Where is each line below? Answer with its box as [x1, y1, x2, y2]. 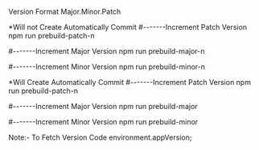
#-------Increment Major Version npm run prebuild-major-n [8, 47, 205, 55]
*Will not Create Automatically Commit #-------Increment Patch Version [8, 22, 248, 31]
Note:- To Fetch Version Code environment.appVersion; [8, 132, 192, 142]
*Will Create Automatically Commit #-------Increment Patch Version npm [8, 78, 252, 87]
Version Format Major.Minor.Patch [8, 7, 121, 16]
